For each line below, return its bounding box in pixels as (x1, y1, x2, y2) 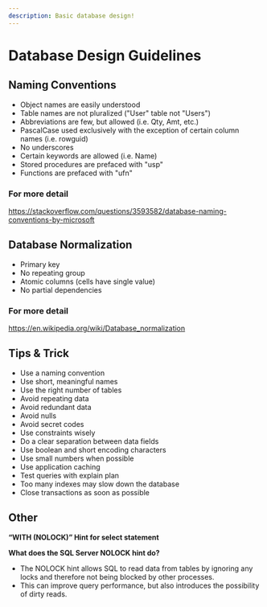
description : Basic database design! (8, 11, 135, 20)
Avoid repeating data (19, 393, 90, 403)
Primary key (19, 259, 60, 269)
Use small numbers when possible (19, 453, 134, 463)
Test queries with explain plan (19, 470, 119, 480)
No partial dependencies (19, 285, 102, 294)
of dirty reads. (19, 589, 68, 599)
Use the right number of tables (19, 385, 122, 395)
